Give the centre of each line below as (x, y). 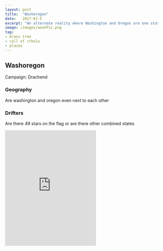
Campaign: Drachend (26, 77)
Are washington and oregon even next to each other (57, 100)
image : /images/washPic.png (33, 28)
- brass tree (18, 37)
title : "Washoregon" (27, 14)
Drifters (14, 113)
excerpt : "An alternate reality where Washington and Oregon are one (77, 23)
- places (14, 46)
